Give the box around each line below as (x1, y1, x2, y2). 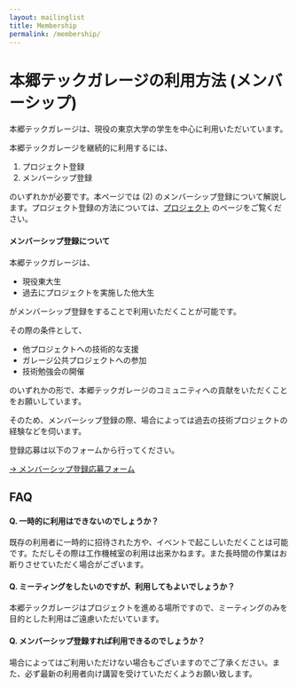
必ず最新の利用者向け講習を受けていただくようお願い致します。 (24, 667, 257, 679)
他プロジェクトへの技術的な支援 (21, 343, 139, 354)
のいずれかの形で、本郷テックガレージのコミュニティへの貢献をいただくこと (9, 384, 288, 395)
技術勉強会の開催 (21, 366, 85, 376)
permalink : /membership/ (9, 29, 101, 38)
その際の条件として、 (9, 325, 87, 336)
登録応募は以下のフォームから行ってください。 (9, 445, 180, 455)
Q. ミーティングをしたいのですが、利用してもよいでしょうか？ (9, 580, 236, 591)
